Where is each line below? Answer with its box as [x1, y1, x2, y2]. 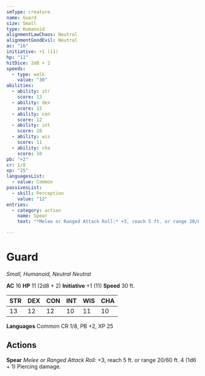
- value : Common [12, 179, 53, 185]
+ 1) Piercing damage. [6, 363, 61, 370]
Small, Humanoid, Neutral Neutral [6, 270, 92, 277]
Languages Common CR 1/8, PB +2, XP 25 [6, 322, 114, 330]
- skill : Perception [12, 190, 64, 196]
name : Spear [17, 213, 48, 219]
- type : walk [12, 71, 45, 77]
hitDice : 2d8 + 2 [6, 60, 51, 66]
